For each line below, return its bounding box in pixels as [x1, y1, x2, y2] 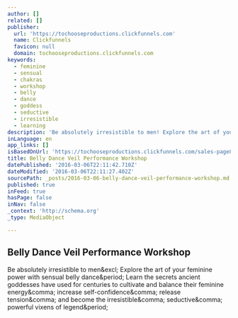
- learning [13, 122, 46, 129]
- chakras [13, 76, 42, 83]
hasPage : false [7, 194, 52, 201]
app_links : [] [7, 142, 50, 149]
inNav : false [7, 201, 46, 208]
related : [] [7, 17, 42, 24]
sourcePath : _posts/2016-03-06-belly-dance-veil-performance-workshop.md [7, 175, 230, 182]
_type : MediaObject [7, 214, 65, 221]
